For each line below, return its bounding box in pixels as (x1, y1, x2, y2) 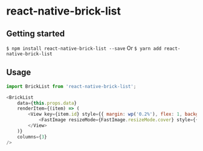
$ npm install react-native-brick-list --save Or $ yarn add (6, 44, 162, 52)
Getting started (6, 29, 65, 39)
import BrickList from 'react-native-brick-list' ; (6, 83, 137, 89)
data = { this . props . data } (17, 100, 77, 106)
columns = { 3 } (17, 133, 47, 140)
